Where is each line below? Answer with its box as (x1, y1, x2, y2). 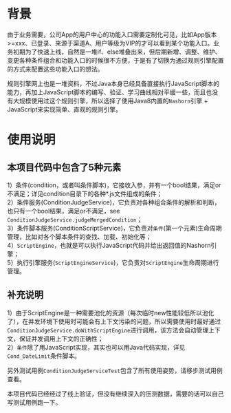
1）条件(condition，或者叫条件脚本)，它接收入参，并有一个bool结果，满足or (7, 180, 221, 189)
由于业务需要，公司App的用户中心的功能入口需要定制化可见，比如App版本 (7, 30, 217, 39)
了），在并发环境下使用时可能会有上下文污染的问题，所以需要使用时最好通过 (7, 317, 221, 326)
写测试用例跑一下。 (7, 398, 62, 406)
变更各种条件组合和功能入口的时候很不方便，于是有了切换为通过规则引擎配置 (7, 56, 224, 64)
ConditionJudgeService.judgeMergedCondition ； (7, 215, 143, 224)
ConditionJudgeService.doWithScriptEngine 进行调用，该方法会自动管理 (7, 326, 209, 334)
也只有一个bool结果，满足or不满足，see (7, 206, 120, 215)
